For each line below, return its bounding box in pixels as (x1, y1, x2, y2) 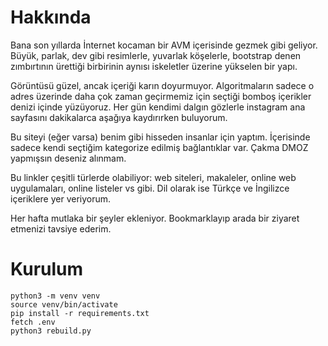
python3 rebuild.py (10, 326, 92, 336)
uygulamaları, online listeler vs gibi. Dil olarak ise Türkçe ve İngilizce (10, 182, 290, 194)
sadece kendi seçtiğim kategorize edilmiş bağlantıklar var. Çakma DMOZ (10, 141, 309, 153)
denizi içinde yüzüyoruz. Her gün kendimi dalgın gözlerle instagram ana (10, 101, 306, 113)
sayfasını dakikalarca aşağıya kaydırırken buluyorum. (10, 111, 228, 123)
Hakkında (10, 6, 92, 29)
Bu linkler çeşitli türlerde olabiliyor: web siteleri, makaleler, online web (10, 171, 297, 183)
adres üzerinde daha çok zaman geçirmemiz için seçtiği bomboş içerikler (10, 90, 312, 102)
